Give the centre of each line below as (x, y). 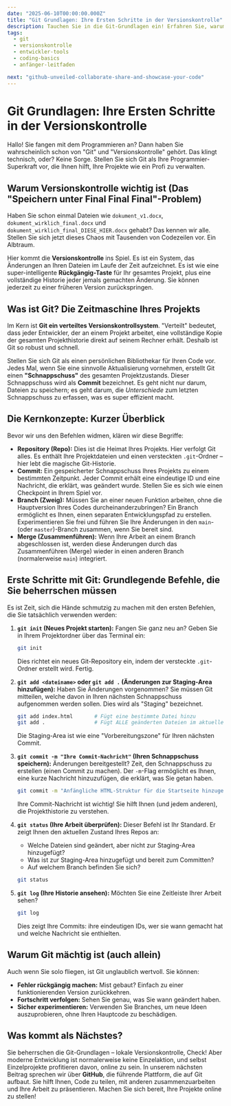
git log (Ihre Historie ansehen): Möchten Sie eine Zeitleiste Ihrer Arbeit (119, 893)
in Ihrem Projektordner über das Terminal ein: (81, 635)
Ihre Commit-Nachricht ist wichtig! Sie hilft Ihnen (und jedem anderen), (117, 804)
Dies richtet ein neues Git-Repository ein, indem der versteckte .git (113, 661)
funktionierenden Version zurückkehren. (74, 992)
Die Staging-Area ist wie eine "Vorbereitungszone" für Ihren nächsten (115, 736)
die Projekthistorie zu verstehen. (63, 812)
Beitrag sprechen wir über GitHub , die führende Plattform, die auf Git (105, 1074)
